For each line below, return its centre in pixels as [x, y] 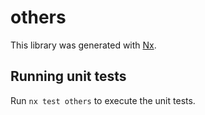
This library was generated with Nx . [83, 45]
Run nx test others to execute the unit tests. [103, 100]
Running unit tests [68, 76]
